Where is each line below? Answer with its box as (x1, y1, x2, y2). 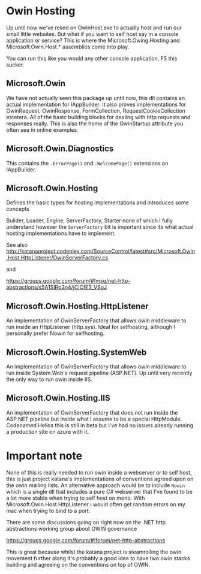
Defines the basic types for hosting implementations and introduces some (6, 199, 189, 206)
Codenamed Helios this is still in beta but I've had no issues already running (6, 421, 194, 429)
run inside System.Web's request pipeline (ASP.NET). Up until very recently (6, 370, 193, 376)
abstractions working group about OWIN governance (6, 525, 137, 532)
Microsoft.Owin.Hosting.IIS (6, 393, 110, 403)
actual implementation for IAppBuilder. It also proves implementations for (6, 101, 187, 108)
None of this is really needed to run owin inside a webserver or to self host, (6, 469, 192, 476)
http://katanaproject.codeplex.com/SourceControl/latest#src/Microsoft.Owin (6, 247, 195, 255)
